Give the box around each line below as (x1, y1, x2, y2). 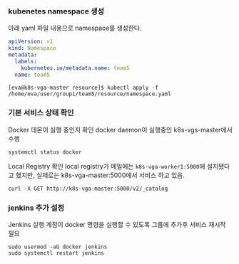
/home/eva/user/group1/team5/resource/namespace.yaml (8, 90, 172, 97)
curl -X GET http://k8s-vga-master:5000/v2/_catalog (8, 185, 168, 192)
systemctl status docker (8, 148, 82, 156)
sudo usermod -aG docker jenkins (8, 243, 108, 250)
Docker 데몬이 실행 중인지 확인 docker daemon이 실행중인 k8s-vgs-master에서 (8, 125, 233, 134)
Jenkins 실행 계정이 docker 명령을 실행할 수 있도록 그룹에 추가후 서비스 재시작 (8, 221, 226, 229)
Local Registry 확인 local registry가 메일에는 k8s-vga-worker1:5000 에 (8, 162, 205, 170)
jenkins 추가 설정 (8, 203, 65, 213)
